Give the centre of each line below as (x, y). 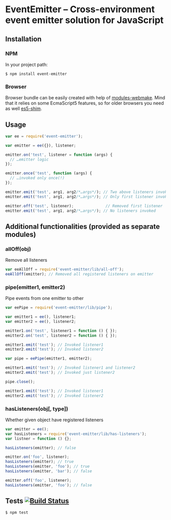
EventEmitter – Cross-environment (80, 9)
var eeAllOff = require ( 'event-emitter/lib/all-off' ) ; (65, 269)
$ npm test (17, 513)
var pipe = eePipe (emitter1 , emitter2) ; (49, 359)
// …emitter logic (30, 159)
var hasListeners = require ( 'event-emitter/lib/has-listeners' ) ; (76, 434)
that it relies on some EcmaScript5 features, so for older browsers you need (84, 103)
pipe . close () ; (20, 381)
